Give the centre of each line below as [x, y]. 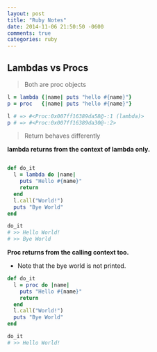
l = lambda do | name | [45, 175]
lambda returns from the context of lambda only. [79, 150]
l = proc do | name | [42, 285]
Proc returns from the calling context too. [68, 253]
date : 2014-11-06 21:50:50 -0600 [56, 26]
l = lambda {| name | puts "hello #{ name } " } [69, 97]
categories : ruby [32, 40]
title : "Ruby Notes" [37, 20]
